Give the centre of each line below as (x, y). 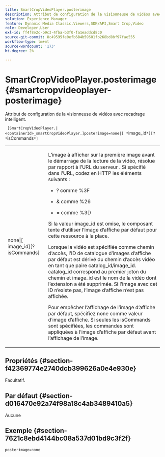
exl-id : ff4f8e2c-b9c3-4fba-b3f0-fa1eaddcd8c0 (54, 33)
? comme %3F (73, 191)
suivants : (59, 179)
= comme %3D (74, 213)
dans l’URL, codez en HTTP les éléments (95, 173)
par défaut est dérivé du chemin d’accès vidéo (101, 260)
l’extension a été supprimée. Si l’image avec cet (103, 284)
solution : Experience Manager (36, 19)
